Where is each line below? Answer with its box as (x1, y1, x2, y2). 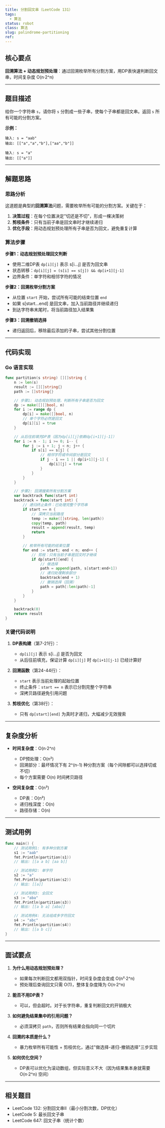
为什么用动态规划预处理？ (12, 965, 64, 971)
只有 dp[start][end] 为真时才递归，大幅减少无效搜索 (19, 711, 126, 717)
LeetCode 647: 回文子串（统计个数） (12, 1118, 87, 1124)
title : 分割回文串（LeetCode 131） (5, 7, 73, 12)
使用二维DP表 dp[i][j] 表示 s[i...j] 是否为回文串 (12, 261, 108, 268)
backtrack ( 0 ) (14, 607, 41, 612)
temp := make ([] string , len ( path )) (31, 516, 105, 521)
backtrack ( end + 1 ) (40, 575, 80, 580)
